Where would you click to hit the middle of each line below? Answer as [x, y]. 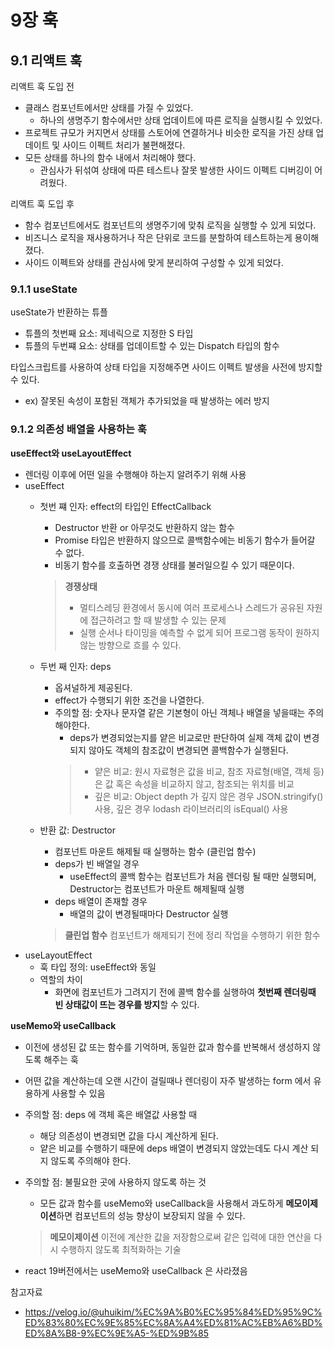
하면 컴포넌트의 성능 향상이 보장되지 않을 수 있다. [151, 1215]
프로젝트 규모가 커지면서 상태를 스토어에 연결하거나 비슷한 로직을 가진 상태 [169, 132]
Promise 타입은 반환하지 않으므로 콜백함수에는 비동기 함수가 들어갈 [185, 540]
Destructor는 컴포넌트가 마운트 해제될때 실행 [157, 888]
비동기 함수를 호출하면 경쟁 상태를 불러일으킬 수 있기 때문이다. [174, 565]
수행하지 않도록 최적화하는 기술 [121, 1249]
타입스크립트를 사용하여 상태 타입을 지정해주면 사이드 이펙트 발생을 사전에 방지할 [166, 367]
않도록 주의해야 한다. [91, 1160]
